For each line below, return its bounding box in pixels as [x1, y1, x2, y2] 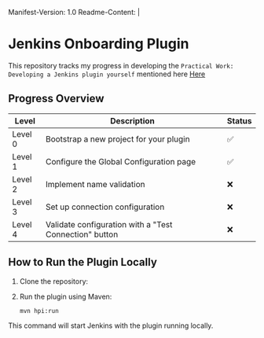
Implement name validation [46, 178, 145, 189]
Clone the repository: [19, 276, 89, 286]
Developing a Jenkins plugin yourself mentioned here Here [8, 69, 206, 79]
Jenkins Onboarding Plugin [8, 35, 189, 53]
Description [109, 115, 156, 126]
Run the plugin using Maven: [19, 292, 112, 301]
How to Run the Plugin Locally [8, 255, 157, 269]
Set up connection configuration [46, 201, 165, 212]
